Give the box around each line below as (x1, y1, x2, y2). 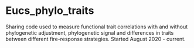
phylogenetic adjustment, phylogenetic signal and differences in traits (5, 29, 174, 36)
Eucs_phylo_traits (5, 4, 94, 17)
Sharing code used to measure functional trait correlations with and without (5, 23, 188, 30)
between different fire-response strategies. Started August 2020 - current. (5, 35, 186, 42)
